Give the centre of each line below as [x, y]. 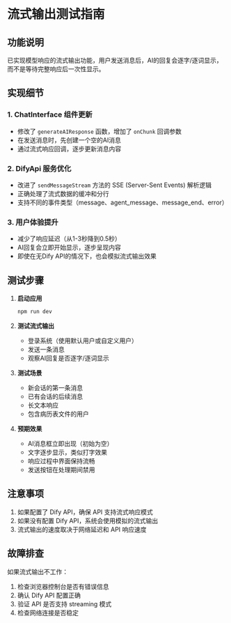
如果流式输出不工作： [38, 571]
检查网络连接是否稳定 [48, 613]
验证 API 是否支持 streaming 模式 [64, 603]
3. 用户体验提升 [33, 222]
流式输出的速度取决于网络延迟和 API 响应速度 [82, 529]
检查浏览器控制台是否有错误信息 [63, 586]
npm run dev [34, 312]
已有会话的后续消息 [55, 396]
